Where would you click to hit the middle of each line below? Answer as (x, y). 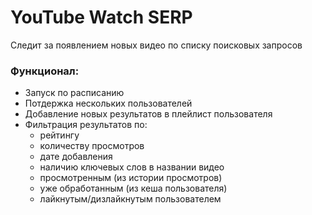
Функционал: (45, 71)
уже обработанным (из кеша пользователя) (133, 188)
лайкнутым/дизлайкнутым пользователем (130, 199)
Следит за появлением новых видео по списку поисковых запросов (156, 45)
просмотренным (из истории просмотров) (131, 178)
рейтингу (59, 135)
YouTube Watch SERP (101, 17)
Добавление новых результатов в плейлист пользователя (148, 114)
